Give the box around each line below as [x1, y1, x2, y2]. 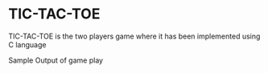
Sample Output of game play [8, 55, 103, 65]
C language [8, 39, 47, 49]
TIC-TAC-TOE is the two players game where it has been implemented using [8, 31, 261, 41]
